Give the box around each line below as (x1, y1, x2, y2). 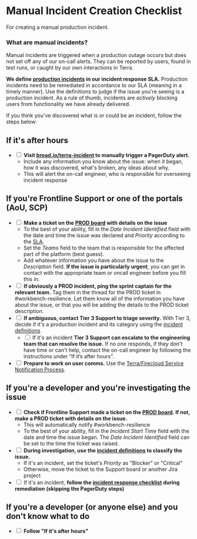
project (23, 472, 41, 479)
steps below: (6, 118, 37, 125)
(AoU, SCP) (6, 203, 48, 213)
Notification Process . (14, 366, 66, 373)
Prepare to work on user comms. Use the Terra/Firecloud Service (23, 360, 184, 367)
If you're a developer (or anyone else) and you (6, 502, 178, 513)
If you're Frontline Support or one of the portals (6, 194, 183, 204)
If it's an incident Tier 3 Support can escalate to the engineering (32, 334, 191, 341)
